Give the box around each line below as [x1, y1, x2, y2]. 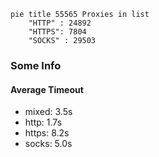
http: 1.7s [24, 116, 63, 129]
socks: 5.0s [24, 138, 73, 150]
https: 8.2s [24, 127, 70, 139]
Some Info [10, 58, 62, 72]
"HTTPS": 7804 [28, 27, 87, 37]
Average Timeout [10, 83, 84, 95]
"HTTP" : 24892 [28, 18, 92, 28]
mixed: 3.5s [24, 106, 73, 118]
